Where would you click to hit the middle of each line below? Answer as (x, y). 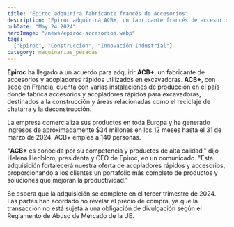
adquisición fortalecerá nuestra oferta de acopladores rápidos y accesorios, (116, 165)
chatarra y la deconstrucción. (49, 109)
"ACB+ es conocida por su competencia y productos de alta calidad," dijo (113, 151)
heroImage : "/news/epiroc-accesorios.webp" (71, 33)
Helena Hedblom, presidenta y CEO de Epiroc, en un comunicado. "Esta (110, 158)
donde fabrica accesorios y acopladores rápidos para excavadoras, (104, 94)
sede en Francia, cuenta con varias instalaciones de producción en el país (114, 87)
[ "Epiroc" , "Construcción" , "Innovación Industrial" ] (93, 46)
